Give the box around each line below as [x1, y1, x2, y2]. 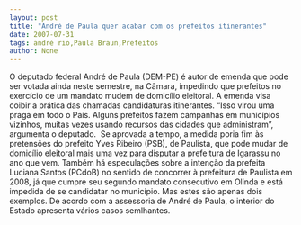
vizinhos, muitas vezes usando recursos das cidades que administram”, [9, 119, 274, 130]
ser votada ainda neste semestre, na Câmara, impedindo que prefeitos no [9, 81, 281, 92]
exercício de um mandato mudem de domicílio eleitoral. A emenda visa [9, 91, 271, 102]
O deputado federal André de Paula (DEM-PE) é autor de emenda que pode [9, 71, 289, 82]
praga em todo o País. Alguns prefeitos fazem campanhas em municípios [9, 110, 280, 121]
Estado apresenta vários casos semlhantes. [9, 205, 171, 216]
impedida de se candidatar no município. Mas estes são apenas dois [9, 186, 263, 197]
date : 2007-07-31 [9, 30, 75, 39]
